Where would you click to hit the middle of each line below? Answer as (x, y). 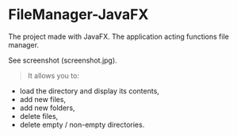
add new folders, (47, 108)
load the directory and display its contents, (90, 91)
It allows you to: (53, 75)
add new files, (42, 99)
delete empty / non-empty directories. (82, 124)
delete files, (39, 116)
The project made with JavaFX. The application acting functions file (119, 36)
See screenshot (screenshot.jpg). (63, 60)
